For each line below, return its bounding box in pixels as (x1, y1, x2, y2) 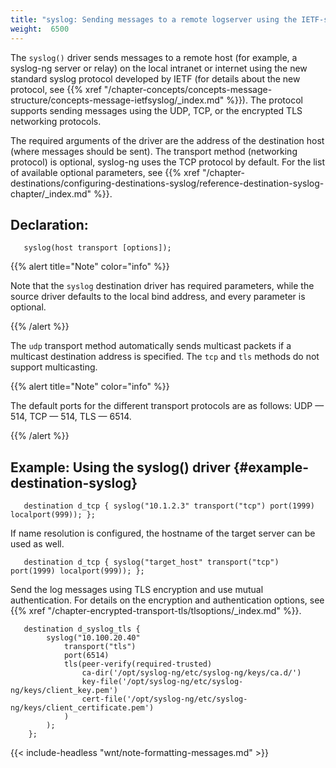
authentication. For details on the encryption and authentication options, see (10, 594, 325, 606)
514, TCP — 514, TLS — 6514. (10, 411, 132, 423)
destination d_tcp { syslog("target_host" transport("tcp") (23, 557, 280, 568)
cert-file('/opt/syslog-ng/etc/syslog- (81, 694, 248, 705)
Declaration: (10, 216, 89, 233)
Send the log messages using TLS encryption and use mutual (10, 584, 264, 596)
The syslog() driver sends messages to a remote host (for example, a (10, 51, 298, 63)
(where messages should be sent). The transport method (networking (10, 145, 298, 157)
